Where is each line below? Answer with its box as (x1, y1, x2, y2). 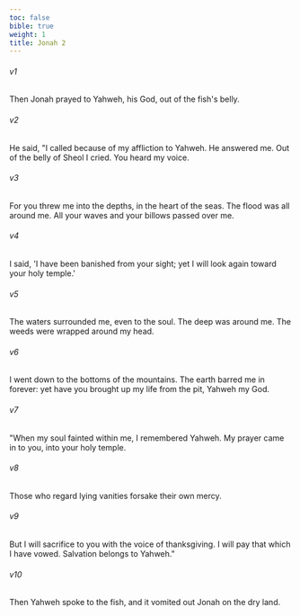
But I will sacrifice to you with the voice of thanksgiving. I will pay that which (9, 539, 291, 549)
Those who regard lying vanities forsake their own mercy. (9, 490, 222, 501)
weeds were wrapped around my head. (9, 326, 154, 337)
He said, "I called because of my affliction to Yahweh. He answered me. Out (9, 142, 290, 153)
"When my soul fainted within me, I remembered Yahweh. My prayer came (9, 433, 285, 443)
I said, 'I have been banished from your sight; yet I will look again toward (9, 258, 277, 270)
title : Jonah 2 (9, 38, 66, 48)
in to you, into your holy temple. (9, 442, 127, 452)
